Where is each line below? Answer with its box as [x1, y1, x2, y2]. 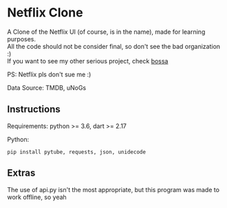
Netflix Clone [7, 5, 84, 21]
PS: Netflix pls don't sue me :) [7, 70, 91, 79]
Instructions [7, 103, 61, 115]
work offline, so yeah [7, 193, 67, 201]
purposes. [7, 34, 36, 43]
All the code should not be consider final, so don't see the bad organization [7, 42, 221, 50]
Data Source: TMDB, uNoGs [7, 83, 87, 92]
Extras [7, 167, 36, 179]
